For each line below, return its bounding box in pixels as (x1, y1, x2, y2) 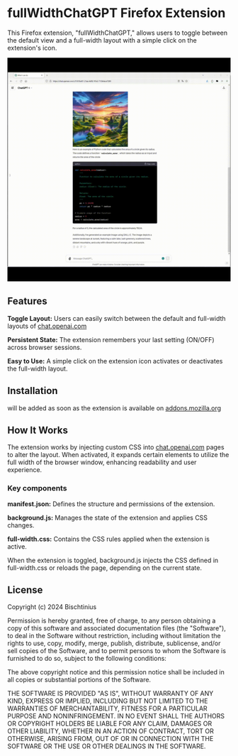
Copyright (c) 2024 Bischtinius (7, 603, 97, 611)
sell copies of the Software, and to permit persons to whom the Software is (7, 647, 227, 655)
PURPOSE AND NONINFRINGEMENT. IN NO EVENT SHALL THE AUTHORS (7, 712, 225, 721)
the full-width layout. (7, 364, 68, 373)
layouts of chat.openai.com (7, 322, 87, 330)
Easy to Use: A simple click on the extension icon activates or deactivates (7, 356, 223, 365)
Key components (7, 483, 67, 493)
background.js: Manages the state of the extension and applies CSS (7, 513, 208, 522)
